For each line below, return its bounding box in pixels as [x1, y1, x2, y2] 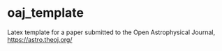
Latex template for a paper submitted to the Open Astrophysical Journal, [7, 28, 215, 36]
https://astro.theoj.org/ [7, 35, 73, 43]
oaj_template [7, 5, 84, 21]
